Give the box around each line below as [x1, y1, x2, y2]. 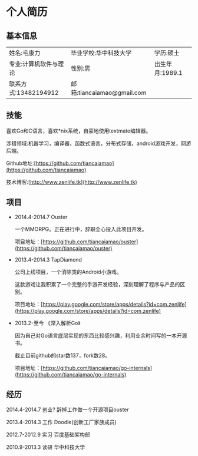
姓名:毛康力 [9, 49, 41, 57]
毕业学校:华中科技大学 [70, 49, 132, 57]
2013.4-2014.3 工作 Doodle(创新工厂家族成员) [6, 419, 117, 426]
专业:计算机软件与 [9, 60, 58, 68]
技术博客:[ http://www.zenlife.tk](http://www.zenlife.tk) [6, 178, 137, 186]
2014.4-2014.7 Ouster [14, 213, 68, 220]
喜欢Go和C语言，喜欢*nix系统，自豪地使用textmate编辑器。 [6, 127, 151, 134]
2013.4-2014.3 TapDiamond [14, 256, 82, 263]
